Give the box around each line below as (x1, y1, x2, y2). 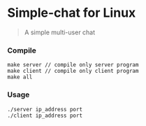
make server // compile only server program (7, 62, 139, 69)
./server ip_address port (7, 106, 82, 113)
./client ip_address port (7, 112, 82, 119)
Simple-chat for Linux (7, 5, 136, 21)
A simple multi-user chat (24, 28, 96, 36)
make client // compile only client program (7, 68, 139, 75)
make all (7, 73, 33, 81)
